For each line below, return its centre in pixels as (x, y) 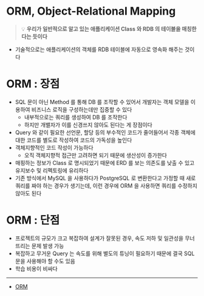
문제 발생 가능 (48, 245)
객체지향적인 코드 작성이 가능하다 (54, 147)
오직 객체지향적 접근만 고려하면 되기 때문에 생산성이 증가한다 (95, 155)
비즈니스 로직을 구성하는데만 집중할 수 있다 (82, 109)
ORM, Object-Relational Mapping (91, 11)
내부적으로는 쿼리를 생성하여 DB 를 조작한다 (76, 117)
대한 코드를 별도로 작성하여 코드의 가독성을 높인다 (73, 140)
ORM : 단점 (33, 220)
